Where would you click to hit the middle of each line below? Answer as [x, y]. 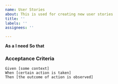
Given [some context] [27, 69]
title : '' [15, 19]
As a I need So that [25, 46]
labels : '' [16, 23]
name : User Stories [25, 10]
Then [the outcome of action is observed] [49, 77]
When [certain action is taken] [38, 73]
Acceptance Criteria [30, 59]
